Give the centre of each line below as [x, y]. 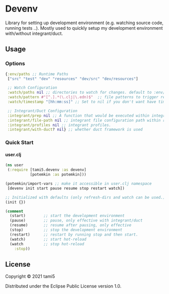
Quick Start [19, 142]
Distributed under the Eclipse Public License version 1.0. [63, 286]
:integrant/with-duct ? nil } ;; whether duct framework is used [75, 130]
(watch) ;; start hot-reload [48, 239]
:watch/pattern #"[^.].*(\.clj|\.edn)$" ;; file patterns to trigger [83, 97]
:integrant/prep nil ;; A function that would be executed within [78, 116]
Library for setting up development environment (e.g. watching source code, [84, 23]
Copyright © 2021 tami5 [30, 276]
